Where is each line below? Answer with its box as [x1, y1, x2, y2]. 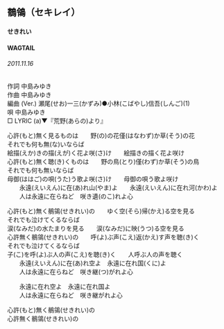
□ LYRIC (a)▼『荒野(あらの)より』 [7, 117, 107, 125]
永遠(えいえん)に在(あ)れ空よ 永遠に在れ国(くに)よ [19, 259, 166, 267]
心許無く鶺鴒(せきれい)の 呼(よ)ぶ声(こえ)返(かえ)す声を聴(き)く [7, 233, 200, 241]
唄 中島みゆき [7, 108, 46, 116]
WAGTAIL [7, 44, 35, 52]
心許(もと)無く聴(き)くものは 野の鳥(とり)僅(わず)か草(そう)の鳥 [7, 157, 200, 165]
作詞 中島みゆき [7, 82, 52, 90]
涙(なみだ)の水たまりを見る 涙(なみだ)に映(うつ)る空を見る [7, 224, 185, 233]
